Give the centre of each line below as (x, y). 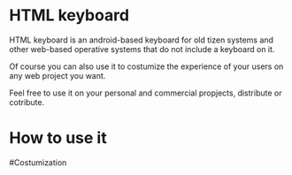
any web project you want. (58, 75)
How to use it (58, 138)
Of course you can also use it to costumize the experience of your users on (146, 66)
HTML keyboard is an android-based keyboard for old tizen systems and (142, 40)
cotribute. (27, 102)
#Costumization (38, 162)
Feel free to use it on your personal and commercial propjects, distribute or (146, 93)
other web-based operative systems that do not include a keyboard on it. (142, 49)
